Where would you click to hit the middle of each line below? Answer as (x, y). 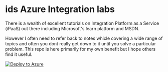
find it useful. (19, 54)
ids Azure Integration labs (60, 9)
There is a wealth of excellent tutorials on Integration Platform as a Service (82, 23)
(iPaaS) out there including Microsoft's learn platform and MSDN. (72, 28)
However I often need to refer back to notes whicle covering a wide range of (84, 38)
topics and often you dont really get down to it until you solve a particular (81, 43)
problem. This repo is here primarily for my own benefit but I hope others (80, 49)
